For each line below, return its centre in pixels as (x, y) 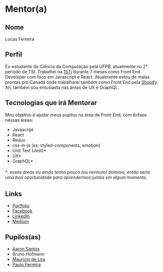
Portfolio (21, 206)
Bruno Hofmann (28, 254)
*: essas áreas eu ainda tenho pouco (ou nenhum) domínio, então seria (78, 172)
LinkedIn (21, 216)
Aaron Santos (26, 249)
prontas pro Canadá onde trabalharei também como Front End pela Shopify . (82, 82)
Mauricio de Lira (29, 259)
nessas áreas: (19, 120)
